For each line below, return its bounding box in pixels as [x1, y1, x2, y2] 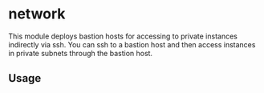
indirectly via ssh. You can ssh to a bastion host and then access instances [8, 39, 256, 49]
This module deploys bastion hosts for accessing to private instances [8, 31, 238, 41]
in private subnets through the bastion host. [8, 48, 153, 58]
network [8, 5, 66, 23]
